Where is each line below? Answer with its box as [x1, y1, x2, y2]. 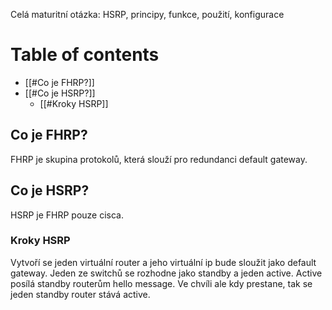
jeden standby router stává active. [10, 288, 151, 300]
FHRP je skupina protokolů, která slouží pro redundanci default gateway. [10, 153, 308, 165]
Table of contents [10, 44, 160, 66]
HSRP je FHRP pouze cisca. [10, 209, 125, 221]
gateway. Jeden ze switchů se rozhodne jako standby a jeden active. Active [10, 267, 323, 279]
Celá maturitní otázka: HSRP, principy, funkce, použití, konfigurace [10, 9, 285, 20]
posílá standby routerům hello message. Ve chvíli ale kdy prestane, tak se [10, 277, 313, 289]
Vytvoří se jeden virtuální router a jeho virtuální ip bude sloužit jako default [10, 256, 317, 268]
